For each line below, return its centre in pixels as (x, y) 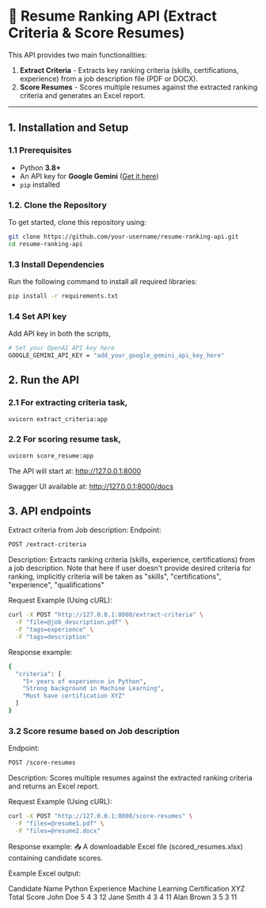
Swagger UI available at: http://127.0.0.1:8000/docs (91, 486)
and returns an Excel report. (54, 786)
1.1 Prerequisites (40, 150)
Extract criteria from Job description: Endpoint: (85, 530)
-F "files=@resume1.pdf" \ (60, 823)
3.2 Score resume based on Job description (94, 731)
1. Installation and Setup (68, 128)
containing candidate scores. (55, 857)
